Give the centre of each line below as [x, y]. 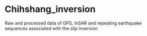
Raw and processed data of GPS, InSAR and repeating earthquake [73, 23]
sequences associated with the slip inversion [51, 28]
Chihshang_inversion [50, 9]
